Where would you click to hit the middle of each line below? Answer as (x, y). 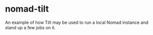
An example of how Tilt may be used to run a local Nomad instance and (77, 22)
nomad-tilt (27, 9)
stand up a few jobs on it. (30, 27)
